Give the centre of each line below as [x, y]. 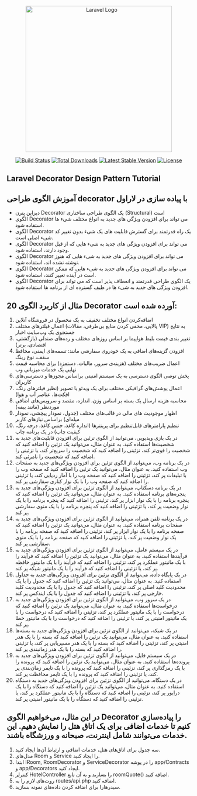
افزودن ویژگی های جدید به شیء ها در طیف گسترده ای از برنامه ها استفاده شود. [102, 287]
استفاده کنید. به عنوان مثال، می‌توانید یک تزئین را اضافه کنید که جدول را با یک [98, 581]
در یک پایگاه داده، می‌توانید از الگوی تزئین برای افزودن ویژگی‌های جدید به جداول [101, 575]
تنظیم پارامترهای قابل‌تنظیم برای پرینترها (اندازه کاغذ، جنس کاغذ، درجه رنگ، [97, 425]
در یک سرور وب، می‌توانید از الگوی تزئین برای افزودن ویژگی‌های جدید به [93, 599]
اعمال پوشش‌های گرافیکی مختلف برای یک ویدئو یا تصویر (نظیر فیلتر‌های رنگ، [98, 388]
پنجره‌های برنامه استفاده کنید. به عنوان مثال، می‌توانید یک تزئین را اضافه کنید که [100, 494]
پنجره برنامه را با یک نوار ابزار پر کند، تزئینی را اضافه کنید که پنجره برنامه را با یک [102, 500]
